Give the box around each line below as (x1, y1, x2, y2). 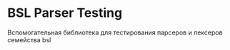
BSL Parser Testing (7, 5, 123, 21)
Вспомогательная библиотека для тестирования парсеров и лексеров (7, 28, 223, 37)
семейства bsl (7, 35, 51, 44)
